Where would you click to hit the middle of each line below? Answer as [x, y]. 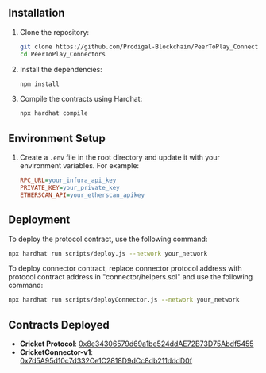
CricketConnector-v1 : [56, 352]
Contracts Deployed [59, 325]
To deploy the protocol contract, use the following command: [108, 239]
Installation [37, 13]
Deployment [39, 220]
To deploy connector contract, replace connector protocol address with [125, 268]
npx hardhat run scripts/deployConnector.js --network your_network [124, 300]
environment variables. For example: [79, 166]
